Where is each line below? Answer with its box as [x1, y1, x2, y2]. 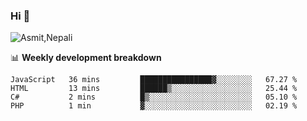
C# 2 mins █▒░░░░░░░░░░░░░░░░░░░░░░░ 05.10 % [10, 92, 298, 103]
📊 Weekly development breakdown [10, 52, 162, 64]
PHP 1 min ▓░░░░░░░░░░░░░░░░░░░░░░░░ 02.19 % [10, 101, 298, 111]
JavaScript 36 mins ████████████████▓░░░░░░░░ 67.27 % [10, 75, 298, 85]
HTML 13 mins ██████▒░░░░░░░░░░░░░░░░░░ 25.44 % [10, 84, 298, 94]
